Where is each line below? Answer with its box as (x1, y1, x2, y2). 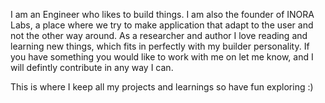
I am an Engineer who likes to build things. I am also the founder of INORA (10, 9, 315, 20)
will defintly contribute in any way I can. (10, 62, 174, 73)
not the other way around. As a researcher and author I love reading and (10, 30, 308, 41)
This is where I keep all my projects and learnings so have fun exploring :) (10, 81, 314, 93)
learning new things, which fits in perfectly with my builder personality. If (10, 40, 310, 52)
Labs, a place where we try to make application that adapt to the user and (10, 19, 314, 31)
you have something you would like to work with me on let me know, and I (10, 51, 314, 63)
